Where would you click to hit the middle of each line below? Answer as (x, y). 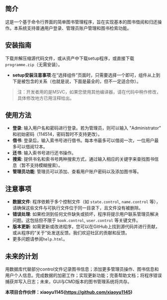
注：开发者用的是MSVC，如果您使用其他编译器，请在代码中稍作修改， (89, 92)
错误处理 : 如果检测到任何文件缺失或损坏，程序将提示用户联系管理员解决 (85, 214)
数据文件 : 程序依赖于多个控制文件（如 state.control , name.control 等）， (86, 202)
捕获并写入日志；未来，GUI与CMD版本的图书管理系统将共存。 (69, 282)
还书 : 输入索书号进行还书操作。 (44, 153)
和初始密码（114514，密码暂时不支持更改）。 (57, 134)
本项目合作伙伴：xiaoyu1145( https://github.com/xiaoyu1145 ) (69, 292)
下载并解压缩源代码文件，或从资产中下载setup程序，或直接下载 (70, 58)
